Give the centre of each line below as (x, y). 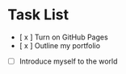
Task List (38, 15)
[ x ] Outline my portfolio (60, 45)
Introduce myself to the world (68, 61)
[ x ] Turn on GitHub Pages (63, 37)
